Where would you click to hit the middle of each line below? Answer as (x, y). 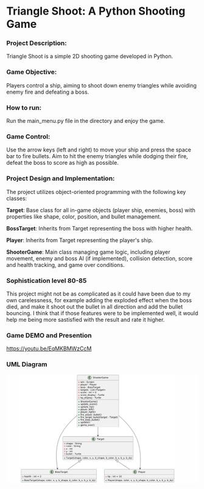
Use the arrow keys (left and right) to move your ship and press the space (99, 150)
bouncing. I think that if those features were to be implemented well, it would (102, 313)
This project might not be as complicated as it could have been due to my (98, 294)
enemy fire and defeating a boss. (48, 92)
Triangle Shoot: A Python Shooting (96, 11)
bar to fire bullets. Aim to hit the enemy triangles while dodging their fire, (97, 156)
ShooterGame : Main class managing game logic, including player (88, 252)
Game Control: (28, 137)
